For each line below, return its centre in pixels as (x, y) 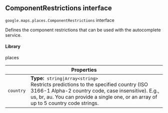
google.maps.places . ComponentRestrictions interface (60, 20)
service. (13, 35)
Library (13, 46)
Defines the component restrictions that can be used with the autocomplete (83, 30)
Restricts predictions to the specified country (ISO (89, 85)
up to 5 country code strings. (65, 103)
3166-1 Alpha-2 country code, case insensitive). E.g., (95, 91)
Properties (84, 70)
